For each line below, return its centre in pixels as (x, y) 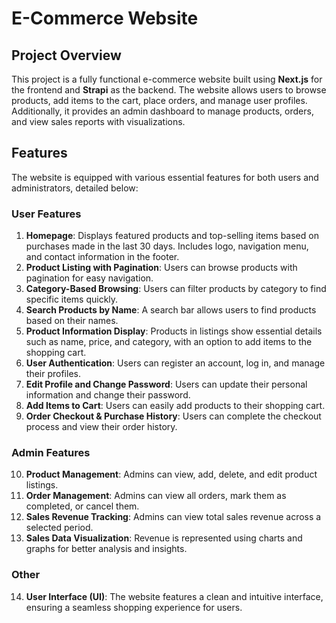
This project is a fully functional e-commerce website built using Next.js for (167, 79)
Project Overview (66, 55)
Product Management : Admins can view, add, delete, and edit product (171, 474)
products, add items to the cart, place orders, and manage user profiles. (159, 100)
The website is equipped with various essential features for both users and (165, 177)
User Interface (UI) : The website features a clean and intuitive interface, (174, 596)
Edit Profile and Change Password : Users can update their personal (166, 384)
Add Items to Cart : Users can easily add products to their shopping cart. (175, 406)
